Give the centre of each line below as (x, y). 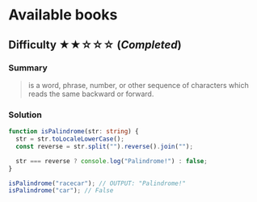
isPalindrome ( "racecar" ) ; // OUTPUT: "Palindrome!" (97, 183)
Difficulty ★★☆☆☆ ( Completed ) (95, 45)
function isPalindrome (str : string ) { (74, 132)
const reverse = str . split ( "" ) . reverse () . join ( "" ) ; (105, 146)
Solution (25, 115)
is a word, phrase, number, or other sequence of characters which (138, 85)
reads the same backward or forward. (91, 94)
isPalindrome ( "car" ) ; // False (61, 191)
